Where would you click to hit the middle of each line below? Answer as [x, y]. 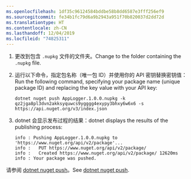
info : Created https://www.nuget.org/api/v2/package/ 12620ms [96, 153]
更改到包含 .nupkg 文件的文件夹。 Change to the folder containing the [98, 56]
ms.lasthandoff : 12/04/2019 [41, 33]
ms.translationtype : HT [35, 22]
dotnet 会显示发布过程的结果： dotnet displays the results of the [91, 120]
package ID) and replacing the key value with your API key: [86, 88]
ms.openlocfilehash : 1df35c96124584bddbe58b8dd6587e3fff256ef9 [85, 11]
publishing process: [38, 127]
